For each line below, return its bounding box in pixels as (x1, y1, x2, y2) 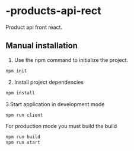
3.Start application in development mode (5, 100, 105, 107)
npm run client (5, 112, 43, 118)
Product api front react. (5, 24, 63, 31)
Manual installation (5, 41, 78, 51)
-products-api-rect (5, 4, 101, 18)
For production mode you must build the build (5, 123, 117, 130)
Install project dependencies (14, 78, 84, 86)
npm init (5, 68, 27, 74)
